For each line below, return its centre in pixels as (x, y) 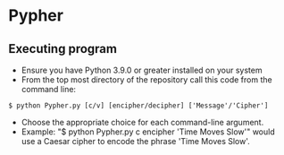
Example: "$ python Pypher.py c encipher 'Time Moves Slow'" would (148, 132)
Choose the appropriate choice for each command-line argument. (142, 122)
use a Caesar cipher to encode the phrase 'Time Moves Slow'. (136, 141)
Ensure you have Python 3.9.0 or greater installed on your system (142, 70)
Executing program (63, 49)
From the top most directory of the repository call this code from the (147, 80)
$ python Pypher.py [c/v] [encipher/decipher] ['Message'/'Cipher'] (138, 106)
